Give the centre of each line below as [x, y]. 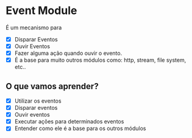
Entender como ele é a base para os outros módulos [80, 128]
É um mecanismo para [34, 27]
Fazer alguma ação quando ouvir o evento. [68, 53]
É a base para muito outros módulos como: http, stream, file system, [100, 60]
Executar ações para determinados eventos [69, 122]
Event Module [41, 11]
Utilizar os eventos [38, 101]
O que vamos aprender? [52, 86]
